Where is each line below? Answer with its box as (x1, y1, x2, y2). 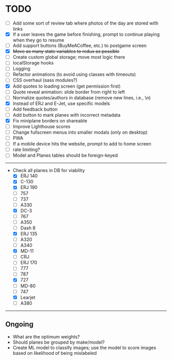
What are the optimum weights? (12, 333, 80, 339)
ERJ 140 (20, 173, 38, 179)
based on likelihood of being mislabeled (12, 350, 97, 356)
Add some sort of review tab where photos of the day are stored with (12, 20, 159, 26)
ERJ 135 (20, 230, 37, 237)
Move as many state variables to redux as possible (12, 48, 120, 54)
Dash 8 (20, 225, 36, 231)
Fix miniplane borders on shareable (12, 117, 88, 123)
